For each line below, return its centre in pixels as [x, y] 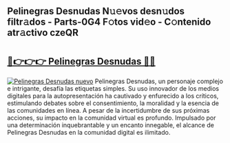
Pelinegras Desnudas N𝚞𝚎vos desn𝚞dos [96, 11]
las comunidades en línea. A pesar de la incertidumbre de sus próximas [108, 110]
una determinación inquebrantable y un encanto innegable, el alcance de [111, 125]
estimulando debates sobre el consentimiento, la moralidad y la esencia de [113, 103]
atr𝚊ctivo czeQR [43, 33]
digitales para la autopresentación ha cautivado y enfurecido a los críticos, [113, 96]
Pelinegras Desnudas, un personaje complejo [159, 81]
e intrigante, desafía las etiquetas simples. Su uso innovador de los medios [113, 88]
